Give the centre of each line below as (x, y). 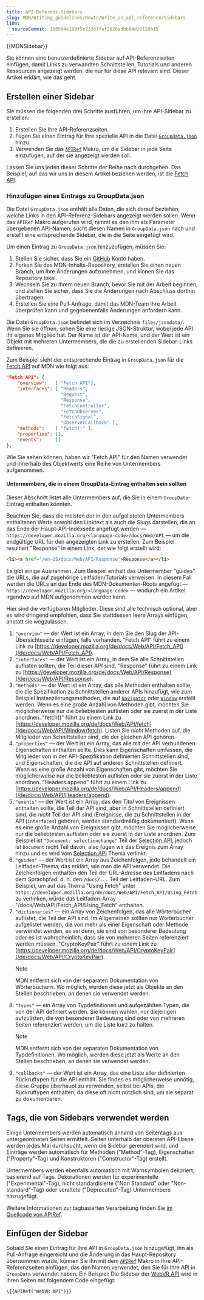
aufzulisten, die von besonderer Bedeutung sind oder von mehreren (100, 1018)
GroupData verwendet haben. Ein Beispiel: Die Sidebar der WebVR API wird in (102, 1274)
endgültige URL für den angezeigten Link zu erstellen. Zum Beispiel (90, 541)
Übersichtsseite (35, 639)
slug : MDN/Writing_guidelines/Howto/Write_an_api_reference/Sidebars (96, 18)
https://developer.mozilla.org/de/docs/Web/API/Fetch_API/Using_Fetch (106, 893)
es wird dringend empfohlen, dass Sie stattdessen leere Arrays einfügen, (98, 615)
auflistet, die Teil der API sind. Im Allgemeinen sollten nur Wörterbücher (104, 918)
